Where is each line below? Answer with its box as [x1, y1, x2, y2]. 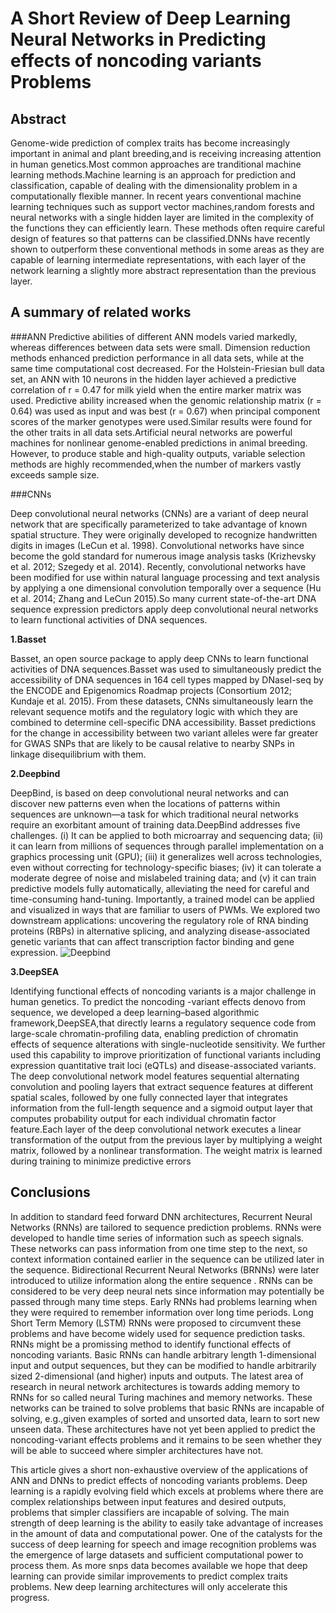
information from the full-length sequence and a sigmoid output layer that [10, 1102, 313, 1114]
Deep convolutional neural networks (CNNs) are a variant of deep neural [10, 507, 309, 519]
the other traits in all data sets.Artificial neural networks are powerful [10, 426, 293, 438]
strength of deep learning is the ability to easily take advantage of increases [10, 1517, 324, 1529]
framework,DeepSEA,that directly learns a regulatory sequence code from [10, 1017, 317, 1029]
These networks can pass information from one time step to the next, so [10, 1242, 308, 1254]
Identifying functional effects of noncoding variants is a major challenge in [10, 985, 317, 997]
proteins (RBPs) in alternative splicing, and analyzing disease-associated [10, 925, 311, 937]
